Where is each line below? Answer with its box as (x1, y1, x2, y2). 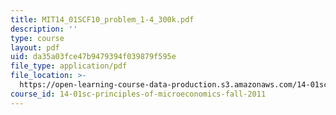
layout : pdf (10, 42, 60, 53)
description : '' (10, 24, 78, 34)
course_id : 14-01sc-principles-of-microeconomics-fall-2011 (10, 89, 267, 99)
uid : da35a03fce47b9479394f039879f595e (10, 52, 177, 62)
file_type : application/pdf (10, 61, 128, 71)
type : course (10, 33, 65, 43)
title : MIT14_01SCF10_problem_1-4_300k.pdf (10, 14, 195, 25)
